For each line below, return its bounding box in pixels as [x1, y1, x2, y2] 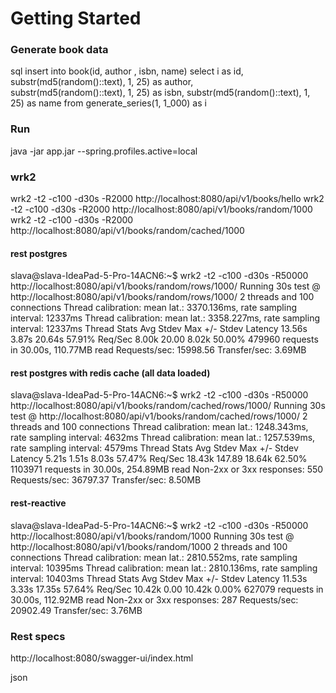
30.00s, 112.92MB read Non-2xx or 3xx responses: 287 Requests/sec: [10, 593, 299, 606]
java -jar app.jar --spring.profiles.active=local [10, 145, 198, 157]
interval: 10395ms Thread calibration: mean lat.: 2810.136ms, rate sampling [10, 562, 318, 574]
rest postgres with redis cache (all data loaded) [10, 367, 211, 379]
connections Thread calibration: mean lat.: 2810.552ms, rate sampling [10, 551, 298, 563]
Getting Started [10, 7, 142, 30]
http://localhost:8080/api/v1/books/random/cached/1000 [10, 225, 245, 237]
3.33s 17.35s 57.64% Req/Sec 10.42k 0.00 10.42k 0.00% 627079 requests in [10, 583, 324, 595]
